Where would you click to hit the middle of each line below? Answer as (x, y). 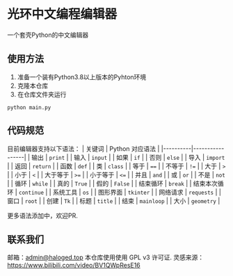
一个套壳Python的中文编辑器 (48, 35)
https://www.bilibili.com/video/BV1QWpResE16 (74, 266)
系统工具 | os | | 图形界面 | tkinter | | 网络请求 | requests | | (137, 192)
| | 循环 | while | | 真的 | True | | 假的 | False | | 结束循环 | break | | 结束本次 (112, 183)
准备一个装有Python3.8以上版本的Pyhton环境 (82, 76)
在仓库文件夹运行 (42, 94)
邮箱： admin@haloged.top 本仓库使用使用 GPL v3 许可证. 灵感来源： (106, 257)
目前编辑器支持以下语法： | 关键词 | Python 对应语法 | (83, 148)
